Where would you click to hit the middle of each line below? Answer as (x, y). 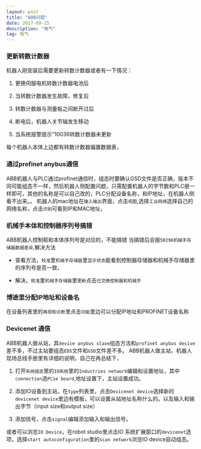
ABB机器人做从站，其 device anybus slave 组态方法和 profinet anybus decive (101, 343)
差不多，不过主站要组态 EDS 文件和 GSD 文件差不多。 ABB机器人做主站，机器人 (99, 350)
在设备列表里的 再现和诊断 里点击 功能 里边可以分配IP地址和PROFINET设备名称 (97, 312)
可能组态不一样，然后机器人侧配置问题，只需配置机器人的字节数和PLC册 (100, 186)
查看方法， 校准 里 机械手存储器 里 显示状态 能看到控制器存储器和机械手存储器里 (105, 260)
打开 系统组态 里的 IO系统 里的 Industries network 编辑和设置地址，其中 (97, 371)
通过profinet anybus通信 (42, 164)
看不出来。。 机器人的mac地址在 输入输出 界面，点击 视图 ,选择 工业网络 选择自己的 (100, 201)
